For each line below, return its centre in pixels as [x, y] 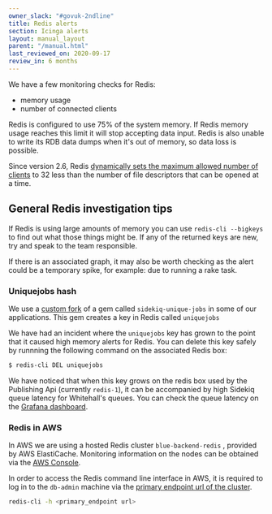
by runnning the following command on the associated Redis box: [118, 350]
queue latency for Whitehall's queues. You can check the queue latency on [134, 398]
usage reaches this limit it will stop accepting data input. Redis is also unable [136, 133]
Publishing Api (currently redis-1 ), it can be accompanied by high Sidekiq [132, 389]
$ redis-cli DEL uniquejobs [56, 365]
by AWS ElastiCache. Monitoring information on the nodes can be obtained [134, 454]
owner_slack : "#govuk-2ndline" [61, 16]
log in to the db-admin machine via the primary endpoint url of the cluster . [130, 487]
